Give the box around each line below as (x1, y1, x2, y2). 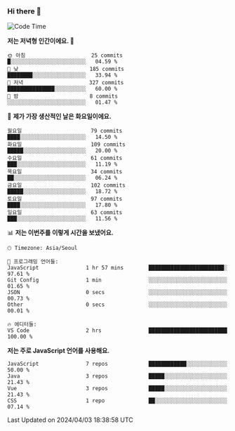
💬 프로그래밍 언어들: (7, 258, 59, 265)
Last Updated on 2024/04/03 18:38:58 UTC (7, 416, 133, 424)
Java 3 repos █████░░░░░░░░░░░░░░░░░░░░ (7, 373, 228, 380)
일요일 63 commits (7, 209, 123, 216)
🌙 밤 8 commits (7, 93, 118, 100)
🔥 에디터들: (7, 321, 37, 329)
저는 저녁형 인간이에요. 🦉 (7, 37, 75, 45)
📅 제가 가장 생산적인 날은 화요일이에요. (7, 112, 112, 121)
